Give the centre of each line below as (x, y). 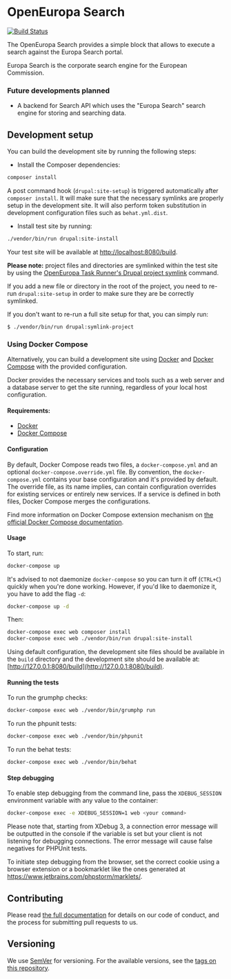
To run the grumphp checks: (48, 698)
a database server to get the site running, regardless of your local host (107, 387)
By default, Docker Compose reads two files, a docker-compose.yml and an (112, 465)
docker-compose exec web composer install (69, 632)
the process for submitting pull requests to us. (72, 922)
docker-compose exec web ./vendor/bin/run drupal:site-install (100, 639)
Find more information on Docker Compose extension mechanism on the (110, 514)
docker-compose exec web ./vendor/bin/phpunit (75, 736)
